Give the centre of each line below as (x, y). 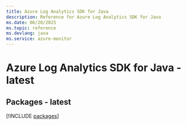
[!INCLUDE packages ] (33, 116)
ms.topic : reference (31, 28)
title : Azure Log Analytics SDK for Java (57, 11)
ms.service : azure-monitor (39, 39)
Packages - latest (39, 102)
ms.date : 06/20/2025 (31, 22)
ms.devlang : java (27, 33)
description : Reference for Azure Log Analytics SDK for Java (84, 17)
